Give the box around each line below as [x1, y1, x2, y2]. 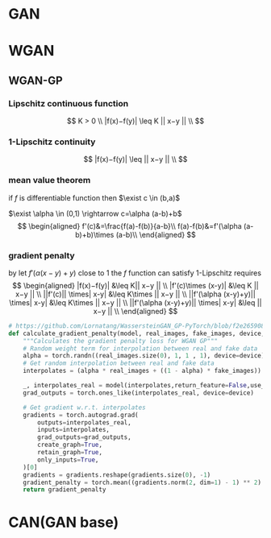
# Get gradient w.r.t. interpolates [23, 403, 147, 412]
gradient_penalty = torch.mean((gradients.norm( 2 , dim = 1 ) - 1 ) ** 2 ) [23, 478, 262, 486]
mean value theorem [8, 175, 91, 186]
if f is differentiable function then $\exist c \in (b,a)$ [8, 192, 180, 202]
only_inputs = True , [37, 456, 99, 464]
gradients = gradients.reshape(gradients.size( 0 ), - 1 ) [23, 470, 211, 479]
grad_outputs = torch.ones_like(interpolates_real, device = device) [23, 388, 254, 397]
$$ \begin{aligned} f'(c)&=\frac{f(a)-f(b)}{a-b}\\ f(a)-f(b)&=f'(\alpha [17, 221, 242, 230]
